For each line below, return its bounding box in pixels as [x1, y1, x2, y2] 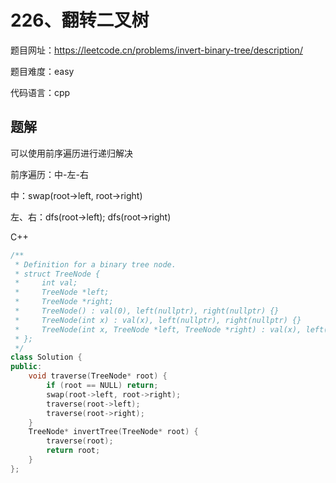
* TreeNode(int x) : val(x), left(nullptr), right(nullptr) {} [14, 315, 302, 325]
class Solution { [10, 352, 83, 363]
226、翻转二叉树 [10, 9, 150, 32]
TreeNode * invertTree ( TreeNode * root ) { [28, 427, 199, 437]
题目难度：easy [10, 65, 75, 77]
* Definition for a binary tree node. [14, 259, 177, 270]
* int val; [14, 278, 78, 288]
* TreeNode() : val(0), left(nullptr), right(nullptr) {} [14, 306, 280, 316]
